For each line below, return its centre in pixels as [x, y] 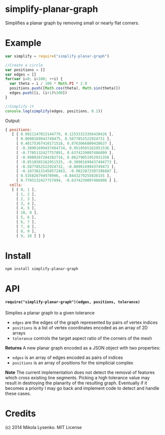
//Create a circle [24, 65]
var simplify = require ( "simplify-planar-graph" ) [57, 56]
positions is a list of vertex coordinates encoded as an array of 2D [80, 327]
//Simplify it [20, 106]
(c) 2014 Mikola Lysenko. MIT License [43, 427]
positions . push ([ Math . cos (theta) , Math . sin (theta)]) [65, 88]
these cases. [18, 393]
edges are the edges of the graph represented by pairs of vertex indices [85, 322]
